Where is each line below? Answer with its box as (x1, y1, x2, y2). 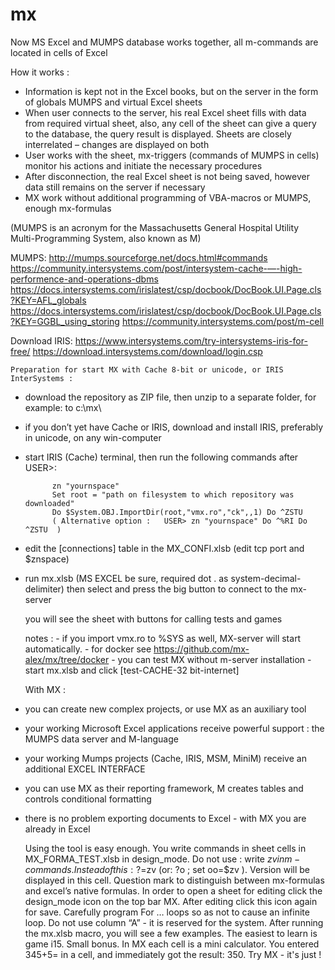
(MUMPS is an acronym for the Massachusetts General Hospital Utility (10, 221, 300, 233)
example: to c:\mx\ (24, 401, 102, 413)
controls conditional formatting (24, 793, 152, 805)
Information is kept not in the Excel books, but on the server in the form (24, 85, 319, 97)
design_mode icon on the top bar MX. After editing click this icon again (24, 895, 318, 907)
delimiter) (24, 583, 65, 595)
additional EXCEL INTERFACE (24, 763, 146, 775)
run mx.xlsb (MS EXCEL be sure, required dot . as (24, 572, 229, 584)
